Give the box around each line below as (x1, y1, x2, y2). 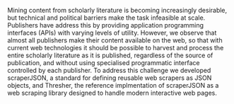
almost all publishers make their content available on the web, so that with (7, 36, 223, 45)
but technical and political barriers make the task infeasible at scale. (7, 13, 206, 22)
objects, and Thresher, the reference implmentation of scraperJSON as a (7, 81, 219, 89)
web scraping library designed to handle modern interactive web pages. (7, 88, 217, 97)
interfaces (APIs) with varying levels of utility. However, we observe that (7, 28, 217, 37)
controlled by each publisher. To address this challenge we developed (7, 67, 211, 74)
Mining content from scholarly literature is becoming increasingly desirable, (7, 6, 228, 14)
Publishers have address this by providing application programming (7, 21, 204, 29)
